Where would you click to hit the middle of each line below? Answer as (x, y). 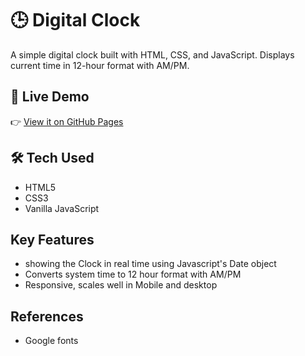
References (47, 316)
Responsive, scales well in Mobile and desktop (121, 285)
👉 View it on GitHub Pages (67, 121)
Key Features (52, 239)
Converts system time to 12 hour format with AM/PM (133, 274)
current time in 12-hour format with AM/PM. (100, 65)
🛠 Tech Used (52, 158)
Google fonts (51, 341)
